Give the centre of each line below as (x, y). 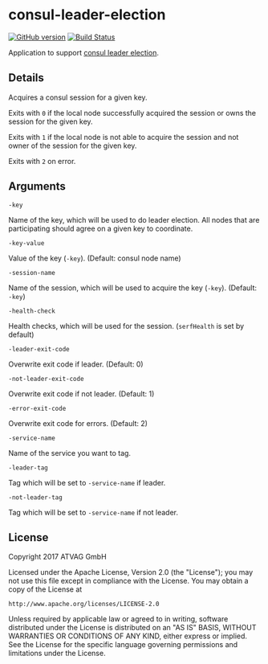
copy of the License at (45, 589)
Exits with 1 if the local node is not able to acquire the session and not (124, 137)
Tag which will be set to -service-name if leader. (87, 482)
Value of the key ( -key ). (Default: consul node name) (95, 258)
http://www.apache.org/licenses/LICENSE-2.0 (84, 605)
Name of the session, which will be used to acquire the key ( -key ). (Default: (133, 288)
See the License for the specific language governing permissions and (123, 645)
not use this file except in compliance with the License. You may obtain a (128, 581)
